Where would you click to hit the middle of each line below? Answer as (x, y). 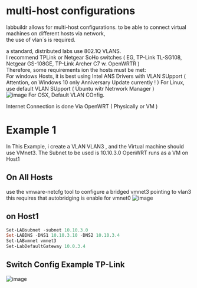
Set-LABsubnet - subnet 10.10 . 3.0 (47, 230)
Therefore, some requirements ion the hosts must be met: (76, 69)
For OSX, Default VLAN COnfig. (67, 95)
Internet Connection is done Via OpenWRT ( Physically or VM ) (82, 106)
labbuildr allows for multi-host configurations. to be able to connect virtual (96, 27)
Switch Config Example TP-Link (65, 265)
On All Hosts (29, 178)
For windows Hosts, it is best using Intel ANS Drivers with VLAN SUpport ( (96, 76)
